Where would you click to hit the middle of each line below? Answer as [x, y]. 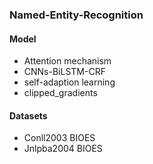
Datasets [28, 115]
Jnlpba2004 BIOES [63, 149]
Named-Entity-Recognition [76, 15]
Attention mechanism [67, 61]
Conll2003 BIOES [59, 138]
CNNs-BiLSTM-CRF [64, 72]
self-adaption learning [69, 82]
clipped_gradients [60, 93]
